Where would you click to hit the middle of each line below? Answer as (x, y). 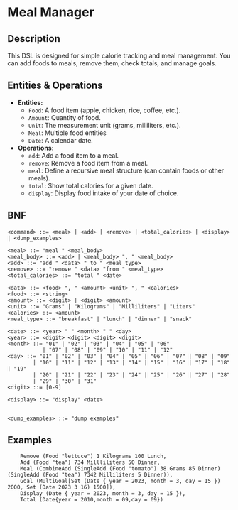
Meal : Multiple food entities (67, 133)
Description (34, 39)
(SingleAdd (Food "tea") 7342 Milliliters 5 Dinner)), (90, 475)
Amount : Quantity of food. (64, 117)
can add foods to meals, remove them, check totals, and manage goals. (112, 63)
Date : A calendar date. (61, 140)
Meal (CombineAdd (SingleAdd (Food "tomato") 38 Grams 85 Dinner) (120, 469)
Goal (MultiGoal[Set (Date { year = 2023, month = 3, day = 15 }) (120, 481)
